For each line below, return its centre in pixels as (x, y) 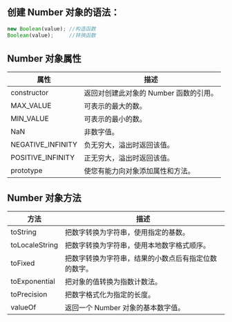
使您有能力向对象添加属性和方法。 (139, 171)
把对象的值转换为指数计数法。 (113, 282)
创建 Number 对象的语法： (64, 12)
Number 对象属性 (44, 59)
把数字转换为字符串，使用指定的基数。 (127, 233)
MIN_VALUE (30, 118)
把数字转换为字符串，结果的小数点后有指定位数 (141, 258)
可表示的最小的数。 (115, 119)
